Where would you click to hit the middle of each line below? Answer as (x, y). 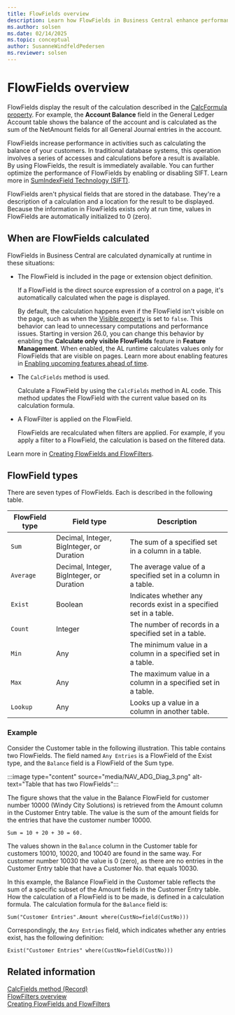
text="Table (24, 784)
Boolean (69, 604)
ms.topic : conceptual (39, 40)
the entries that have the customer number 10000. (79, 820)
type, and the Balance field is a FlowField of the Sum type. (91, 763)
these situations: (31, 263)
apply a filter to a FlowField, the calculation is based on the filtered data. (121, 440)
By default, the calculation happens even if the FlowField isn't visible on (121, 311)
